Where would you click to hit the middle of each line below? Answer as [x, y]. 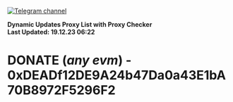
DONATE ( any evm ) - [70, 60]
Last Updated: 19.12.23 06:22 [51, 32]
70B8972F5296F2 [61, 90]
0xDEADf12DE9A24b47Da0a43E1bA [116, 76]
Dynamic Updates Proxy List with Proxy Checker [80, 24]
